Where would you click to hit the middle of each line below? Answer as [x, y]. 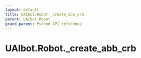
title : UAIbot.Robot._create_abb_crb [45, 14]
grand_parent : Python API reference [43, 24]
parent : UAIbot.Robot [28, 19]
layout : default [22, 10]
